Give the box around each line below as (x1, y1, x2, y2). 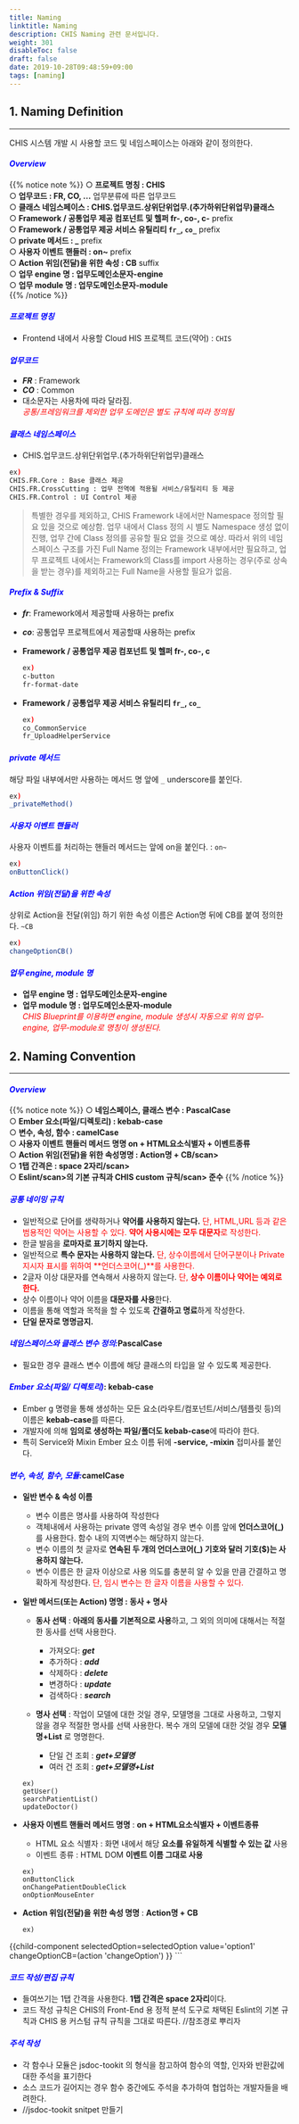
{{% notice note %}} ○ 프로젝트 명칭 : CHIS (9, 179, 166, 190)
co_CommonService (21, 724, 87, 733)
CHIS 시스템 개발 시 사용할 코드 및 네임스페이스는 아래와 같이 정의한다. (9, 137, 254, 148)
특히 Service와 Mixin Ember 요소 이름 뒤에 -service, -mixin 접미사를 (21, 1437, 265, 1448)
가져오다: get (48, 1646, 95, 1656)
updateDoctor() (21, 1803, 79, 1812)
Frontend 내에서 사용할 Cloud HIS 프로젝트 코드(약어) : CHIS (21, 332, 232, 344)
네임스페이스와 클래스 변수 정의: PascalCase (9, 1338, 163, 1348)
